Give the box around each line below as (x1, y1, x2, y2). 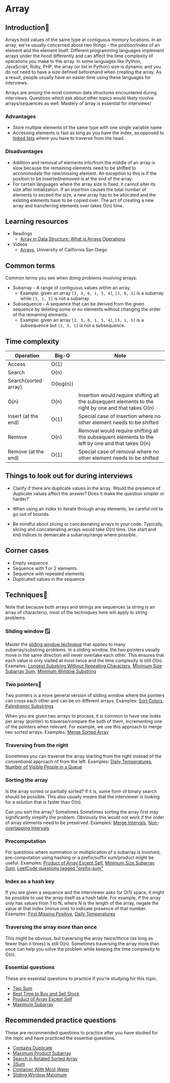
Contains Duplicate (12, 1044, 53, 1051)
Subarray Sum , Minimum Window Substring (5, 668, 97, 674)
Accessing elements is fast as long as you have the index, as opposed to (12, 130, 164, 136)
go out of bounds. (12, 511, 50, 517)
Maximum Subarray (12, 1001, 54, 1007)
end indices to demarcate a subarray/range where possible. (12, 532, 138, 538)
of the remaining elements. (12, 312, 69, 318)
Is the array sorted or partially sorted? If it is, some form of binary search (5, 788, 157, 794)
